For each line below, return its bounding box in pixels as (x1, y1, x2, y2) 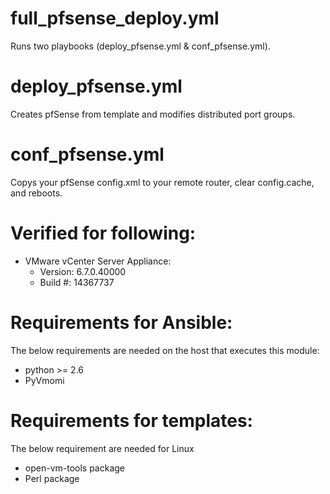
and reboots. (10, 187, 63, 199)
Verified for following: (10, 222, 197, 244)
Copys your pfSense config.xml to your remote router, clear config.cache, (10, 176, 315, 188)
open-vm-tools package (24, 462, 126, 474)
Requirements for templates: (10, 409, 253, 432)
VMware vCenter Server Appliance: (24, 255, 172, 267)
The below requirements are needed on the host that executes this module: (10, 344, 320, 356)
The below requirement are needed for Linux (10, 442, 195, 454)
